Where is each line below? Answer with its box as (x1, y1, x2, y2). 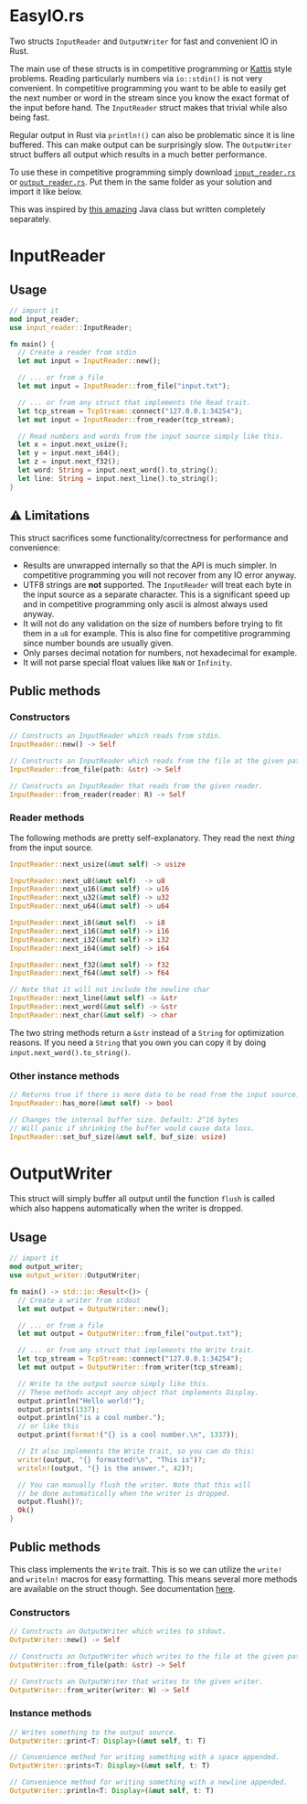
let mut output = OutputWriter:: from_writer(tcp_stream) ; (17, 1363, 244, 1372)
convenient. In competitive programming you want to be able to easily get (9, 82, 287, 93)
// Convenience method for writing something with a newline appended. (9, 1777, 288, 1788)
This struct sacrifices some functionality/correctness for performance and (9, 532, 289, 543)
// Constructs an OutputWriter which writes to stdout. (9, 1627, 227, 1637)
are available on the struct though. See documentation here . (9, 1583, 236, 1594)
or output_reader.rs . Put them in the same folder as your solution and (9, 176, 272, 187)
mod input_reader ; (9, 315, 79, 324)
